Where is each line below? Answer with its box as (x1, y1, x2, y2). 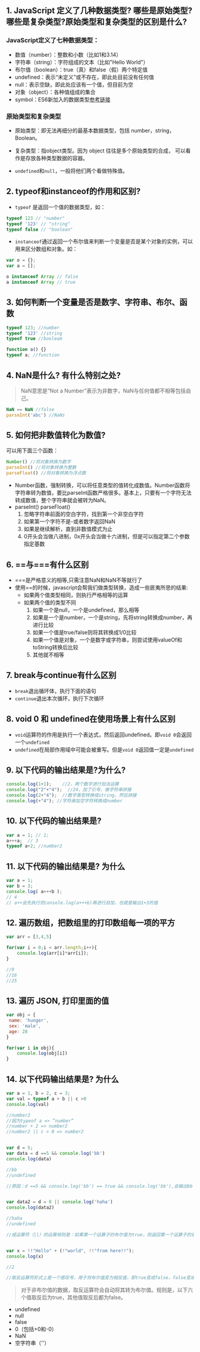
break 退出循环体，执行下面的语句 (14, 687, 96, 694)
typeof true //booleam (6, 336, 62, 342)
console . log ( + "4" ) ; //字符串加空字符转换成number (6, 798, 123, 804)
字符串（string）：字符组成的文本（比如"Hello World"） (14, 59, 149, 66)
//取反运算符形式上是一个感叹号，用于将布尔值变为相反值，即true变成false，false (6, 1275, 186, 1281)
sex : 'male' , (8, 1023, 42, 1029)
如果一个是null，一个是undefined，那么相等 (32, 606, 140, 614)
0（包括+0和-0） (14, 1326, 57, 1333)
